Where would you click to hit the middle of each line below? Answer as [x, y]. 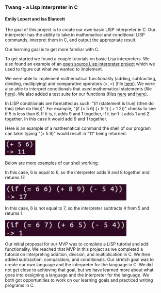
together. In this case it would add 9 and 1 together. [56, 119]
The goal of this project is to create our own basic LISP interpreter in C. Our [80, 30]
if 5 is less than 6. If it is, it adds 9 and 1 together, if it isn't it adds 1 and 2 [77, 114]
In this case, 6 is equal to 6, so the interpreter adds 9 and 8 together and [77, 172]
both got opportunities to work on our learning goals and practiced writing [79, 280]
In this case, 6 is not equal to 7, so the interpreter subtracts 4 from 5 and [77, 208]
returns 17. [15, 177]
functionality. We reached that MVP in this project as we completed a [74, 249]
